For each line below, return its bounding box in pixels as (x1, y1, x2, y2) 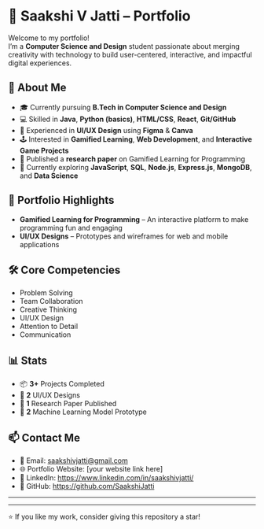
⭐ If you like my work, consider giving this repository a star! (8, 512, 200, 521)
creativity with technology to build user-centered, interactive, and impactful (8, 50, 253, 59)
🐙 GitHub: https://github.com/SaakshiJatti (19, 482, 155, 490)
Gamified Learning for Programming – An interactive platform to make (19, 214, 249, 224)
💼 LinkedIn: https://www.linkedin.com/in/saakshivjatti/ (19, 473, 194, 483)
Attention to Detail (19, 322, 79, 331)
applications (19, 239, 60, 249)
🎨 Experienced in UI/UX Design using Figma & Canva (19, 125, 194, 135)
